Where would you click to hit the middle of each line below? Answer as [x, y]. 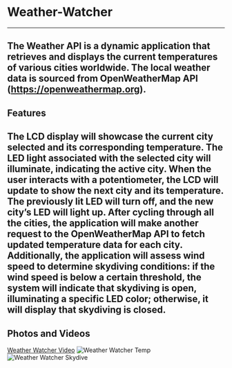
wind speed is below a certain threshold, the [104, 278]
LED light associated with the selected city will [109, 158]
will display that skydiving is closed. [87, 310]
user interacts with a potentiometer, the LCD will [113, 180]
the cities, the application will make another [103, 224]
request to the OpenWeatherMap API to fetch [106, 234]
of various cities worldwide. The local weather [109, 68]
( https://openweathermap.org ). [77, 90]
